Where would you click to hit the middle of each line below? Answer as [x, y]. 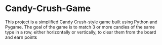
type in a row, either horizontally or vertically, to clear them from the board [81, 32]
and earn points [21, 37]
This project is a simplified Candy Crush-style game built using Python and [81, 22]
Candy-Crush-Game [48, 8]
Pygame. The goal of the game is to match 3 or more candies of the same [80, 27]
